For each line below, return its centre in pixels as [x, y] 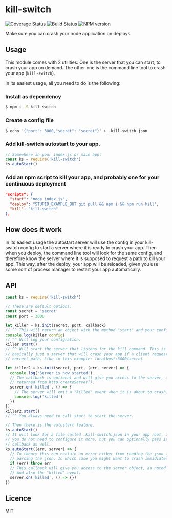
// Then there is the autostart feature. [50, 425]
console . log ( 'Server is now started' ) [51, 373]
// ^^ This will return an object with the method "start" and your [80, 330]
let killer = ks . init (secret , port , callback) [56, 325]
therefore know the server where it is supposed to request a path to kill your [85, 258]
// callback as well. [28, 444]
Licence [18, 499]
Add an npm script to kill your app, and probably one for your [82, 177]
